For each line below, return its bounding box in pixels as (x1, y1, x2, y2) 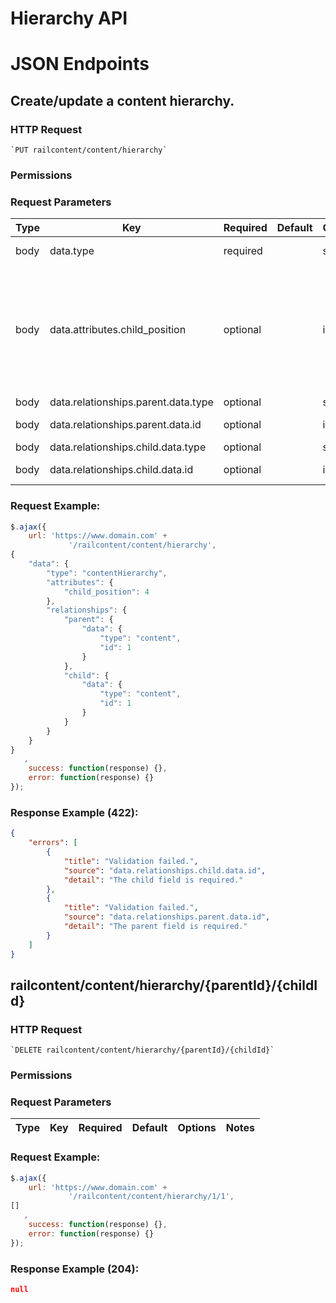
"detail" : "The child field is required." (63, 875, 244, 885)
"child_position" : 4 (63, 587, 150, 597)
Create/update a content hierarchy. (10, 92, 235, 109)
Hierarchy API (10, 7, 128, 30)
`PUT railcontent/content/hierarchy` (10, 145, 168, 156)
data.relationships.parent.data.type (49, 395, 214, 409)
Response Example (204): (10, 1262, 140, 1276)
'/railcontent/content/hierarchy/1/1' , (68, 1192, 235, 1202)
